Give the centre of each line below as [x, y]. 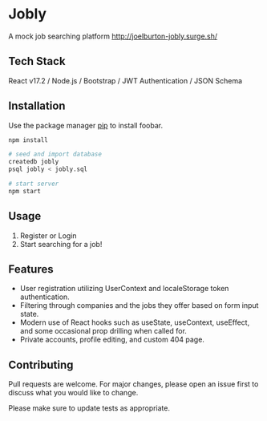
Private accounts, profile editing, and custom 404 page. [112, 340]
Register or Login [49, 235]
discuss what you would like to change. [73, 393]
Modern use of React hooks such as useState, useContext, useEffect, [135, 322]
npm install [28, 140]
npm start [25, 191]
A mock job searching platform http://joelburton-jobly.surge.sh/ [113, 36]
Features [31, 269]
